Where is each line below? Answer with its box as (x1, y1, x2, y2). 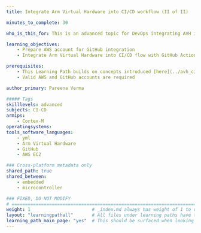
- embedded (17, 179, 44, 185)
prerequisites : (6, 63, 44, 69)
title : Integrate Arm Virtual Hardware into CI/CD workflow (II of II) (6, 8, 188, 15)
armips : (6, 113, 26, 119)
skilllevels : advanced (6, 101, 63, 108)
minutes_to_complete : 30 (6, 19, 68, 26)
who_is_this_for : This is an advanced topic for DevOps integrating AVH (6, 31, 191, 37)
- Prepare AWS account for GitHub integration (17, 47, 135, 53)
